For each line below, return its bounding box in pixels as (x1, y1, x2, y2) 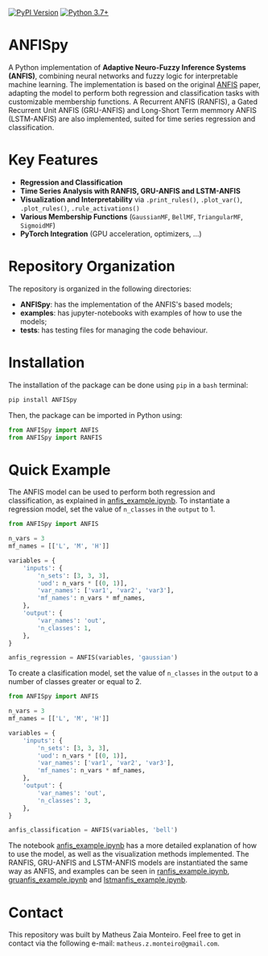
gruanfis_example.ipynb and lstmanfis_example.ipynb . (8, 875, 188, 885)
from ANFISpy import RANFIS (8, 433, 103, 441)
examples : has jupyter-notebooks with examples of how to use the (19, 307, 243, 318)
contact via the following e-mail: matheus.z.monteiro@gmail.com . (8, 938, 220, 948)
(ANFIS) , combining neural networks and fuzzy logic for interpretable (8, 71, 239, 81)
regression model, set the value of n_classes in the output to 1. (8, 504, 216, 514)
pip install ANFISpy (8, 395, 78, 403)
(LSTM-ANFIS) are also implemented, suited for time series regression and (8, 114, 256, 123)
